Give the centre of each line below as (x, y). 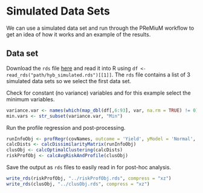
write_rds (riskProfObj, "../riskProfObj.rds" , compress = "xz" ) (89, 178)
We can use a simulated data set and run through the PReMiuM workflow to (100, 28)
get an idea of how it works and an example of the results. (79, 34)
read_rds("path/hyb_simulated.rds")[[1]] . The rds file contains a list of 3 (98, 75)
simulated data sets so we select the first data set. (69, 81)
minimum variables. (31, 99)
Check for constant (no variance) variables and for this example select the (99, 93)
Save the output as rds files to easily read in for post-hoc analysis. (89, 167)
